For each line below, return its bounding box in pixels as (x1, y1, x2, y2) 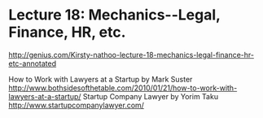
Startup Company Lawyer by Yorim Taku (82, 91, 218, 101)
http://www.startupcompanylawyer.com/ (8, 100, 145, 110)
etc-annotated (8, 59, 57, 68)
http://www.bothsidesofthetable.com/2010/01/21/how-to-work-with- (8, 83, 238, 93)
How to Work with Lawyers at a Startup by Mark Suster (8, 74, 193, 84)
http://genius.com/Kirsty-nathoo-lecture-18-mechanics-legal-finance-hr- (8, 50, 255, 59)
